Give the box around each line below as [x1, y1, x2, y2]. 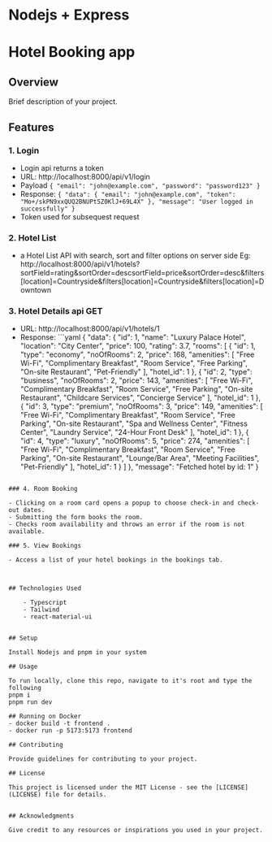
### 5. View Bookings [8, 542, 82, 550]
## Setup [8, 634, 38, 643]
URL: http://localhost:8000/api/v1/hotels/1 [19, 323, 160, 334]
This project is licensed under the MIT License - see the [8, 783, 213, 792]
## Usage [8, 662, 38, 671]
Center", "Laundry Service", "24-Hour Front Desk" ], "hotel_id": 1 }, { [19, 428, 249, 437]
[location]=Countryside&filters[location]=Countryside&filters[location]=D [19, 276, 265, 286]
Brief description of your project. [8, 97, 118, 106]
